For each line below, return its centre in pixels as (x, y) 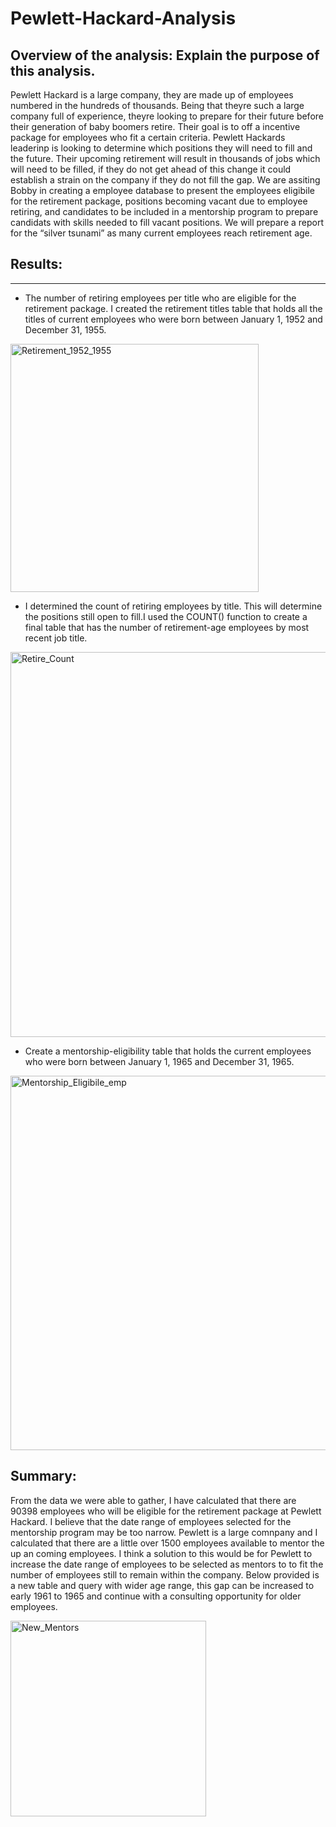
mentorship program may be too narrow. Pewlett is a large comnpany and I (164, 1532)
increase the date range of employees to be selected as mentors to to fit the (167, 1564)
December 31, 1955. (65, 329)
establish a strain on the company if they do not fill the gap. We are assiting (165, 180)
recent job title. (56, 638)
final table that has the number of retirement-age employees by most (167, 627)
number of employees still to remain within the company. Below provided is (165, 1574)
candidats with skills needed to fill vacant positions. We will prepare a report (167, 222)
